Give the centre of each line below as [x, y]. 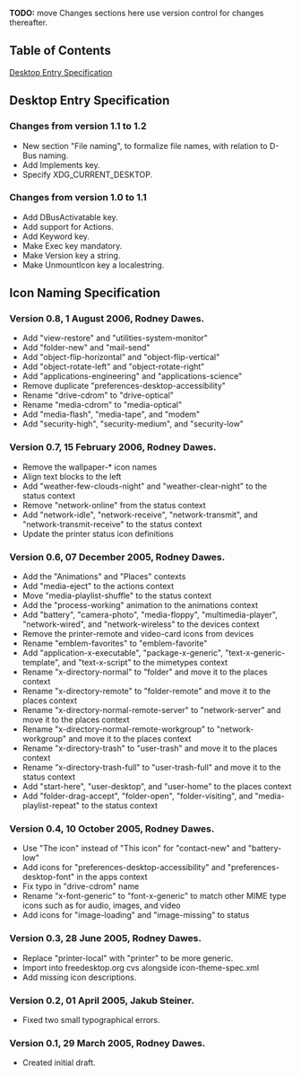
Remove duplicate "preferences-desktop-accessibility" [124, 386]
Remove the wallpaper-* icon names [90, 467]
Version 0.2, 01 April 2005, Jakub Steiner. [102, 1000]
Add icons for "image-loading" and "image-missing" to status [136, 915]
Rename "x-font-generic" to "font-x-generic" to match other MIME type [154, 896]
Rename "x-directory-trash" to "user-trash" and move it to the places [150, 748]
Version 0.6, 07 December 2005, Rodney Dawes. [117, 557]
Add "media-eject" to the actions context [98, 586]
